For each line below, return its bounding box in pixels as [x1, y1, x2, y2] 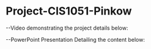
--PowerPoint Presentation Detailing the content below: [6, 36, 145, 43]
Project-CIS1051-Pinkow [6, 4, 132, 18]
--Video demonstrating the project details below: [6, 24, 128, 31]
